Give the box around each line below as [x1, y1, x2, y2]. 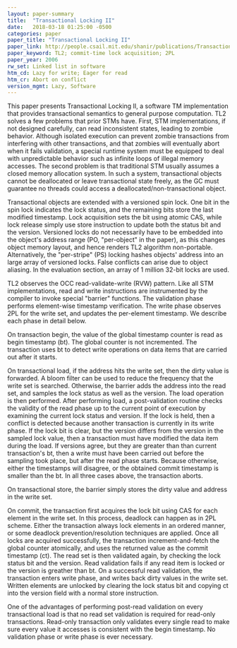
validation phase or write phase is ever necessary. [7, 632, 153, 641]
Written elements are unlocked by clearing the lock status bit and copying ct [7, 582, 229, 590]
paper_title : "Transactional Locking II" [7, 37, 131, 44]
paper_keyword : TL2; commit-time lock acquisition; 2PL [7, 50, 175, 57]
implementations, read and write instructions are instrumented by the [7, 287, 208, 295]
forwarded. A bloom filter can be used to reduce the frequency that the [7, 374, 214, 383]
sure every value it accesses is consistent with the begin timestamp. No [7, 625, 216, 634]
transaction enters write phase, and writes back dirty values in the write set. [7, 574, 228, 582]
